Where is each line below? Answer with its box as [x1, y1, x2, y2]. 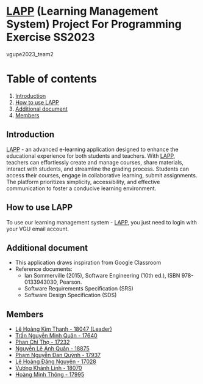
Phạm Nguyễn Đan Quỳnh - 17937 [15, 352, 101, 359]
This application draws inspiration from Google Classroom [15, 259, 162, 267]
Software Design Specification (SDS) [24, 292, 117, 299]
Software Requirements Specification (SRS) [24, 285, 134, 292]
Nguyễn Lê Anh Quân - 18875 [15, 345, 90, 352]
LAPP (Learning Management [6, 4, 158, 18]
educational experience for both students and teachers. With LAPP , [6, 152, 176, 160]
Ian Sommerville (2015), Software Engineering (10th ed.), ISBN [24, 272, 180, 279]
